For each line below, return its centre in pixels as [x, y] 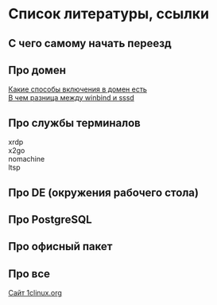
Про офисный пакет [60, 246]
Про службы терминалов [74, 123]
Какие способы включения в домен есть [77, 89]
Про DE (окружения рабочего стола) [103, 192]
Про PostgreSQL [50, 219]
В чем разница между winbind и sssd [72, 98]
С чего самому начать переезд [90, 43]
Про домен [37, 70]
